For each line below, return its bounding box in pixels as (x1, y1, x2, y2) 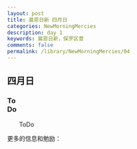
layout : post (7, 10, 45, 17)
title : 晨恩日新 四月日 (7, 16, 68, 23)
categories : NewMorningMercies (7, 23, 97, 29)
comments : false (7, 42, 53, 49)
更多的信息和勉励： (7, 134, 62, 142)
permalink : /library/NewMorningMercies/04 (7, 49, 130, 55)
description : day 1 (7, 29, 63, 36)
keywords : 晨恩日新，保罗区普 (7, 36, 84, 42)
